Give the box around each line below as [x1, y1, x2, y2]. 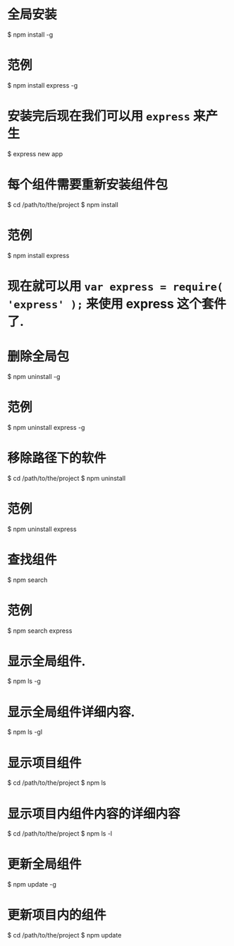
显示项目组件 [7, 754, 82, 771]
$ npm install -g [7, 30, 54, 39]
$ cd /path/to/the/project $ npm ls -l [7, 829, 113, 838]
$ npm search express [7, 626, 73, 635]
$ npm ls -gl [7, 728, 43, 736]
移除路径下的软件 [7, 450, 107, 466]
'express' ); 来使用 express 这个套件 [7, 296, 227, 312]
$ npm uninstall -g [7, 372, 61, 380]
